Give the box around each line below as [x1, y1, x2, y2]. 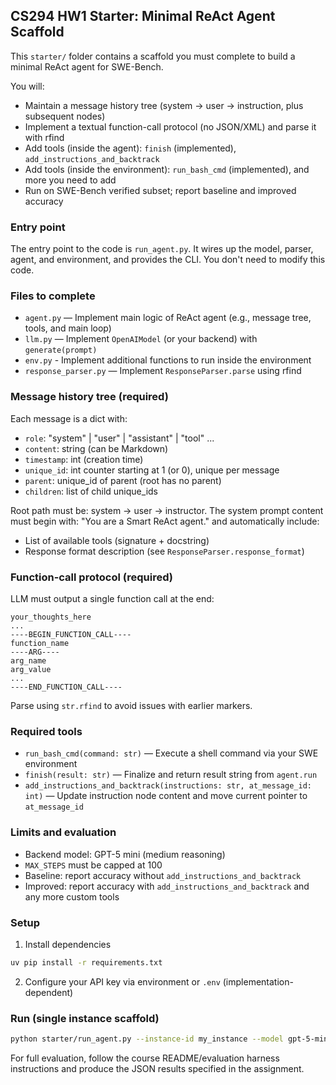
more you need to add [24, 174, 117, 186]
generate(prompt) [24, 345, 98, 356]
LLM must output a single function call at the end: [10, 593, 215, 604]
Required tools [10, 724, 83, 738]
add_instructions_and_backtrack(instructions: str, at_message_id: [24, 781, 312, 791]
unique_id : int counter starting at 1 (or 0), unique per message [24, 464, 280, 476]
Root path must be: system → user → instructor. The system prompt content [10, 504, 324, 516]
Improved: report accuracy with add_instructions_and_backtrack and [24, 880, 310, 892]
